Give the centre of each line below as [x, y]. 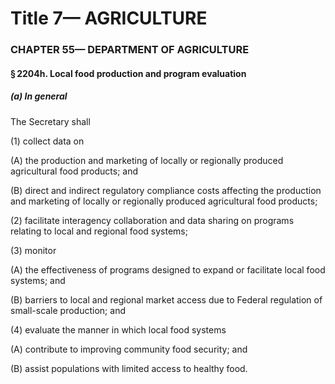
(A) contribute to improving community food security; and [129, 349]
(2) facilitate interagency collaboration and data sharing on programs [152, 220]
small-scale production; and [68, 310]
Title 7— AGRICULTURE [109, 18]
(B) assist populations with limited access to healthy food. [129, 368]
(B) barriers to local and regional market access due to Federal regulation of [166, 299]
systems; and [38, 280]
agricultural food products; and [74, 171]
